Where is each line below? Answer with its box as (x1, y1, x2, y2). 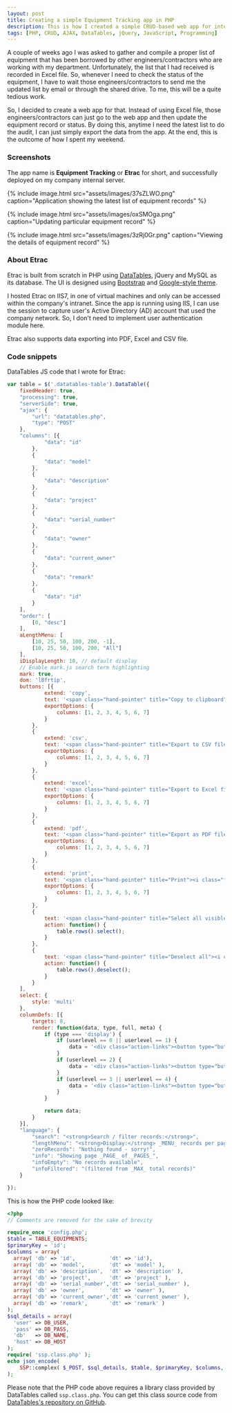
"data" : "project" (43, 496, 97, 504)
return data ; (43, 1108, 81, 1115)
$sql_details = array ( (7, 1313, 72, 1320)
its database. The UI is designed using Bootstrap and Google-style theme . (7, 278, 217, 286)
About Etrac (7, 255, 48, 265)
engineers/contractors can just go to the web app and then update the (7, 113, 207, 122)
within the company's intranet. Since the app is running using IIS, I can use (7, 299, 220, 307)
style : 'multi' (32, 999, 76, 1005)
